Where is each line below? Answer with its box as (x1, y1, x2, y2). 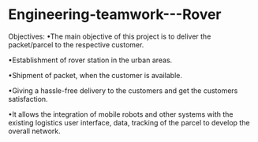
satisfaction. (8, 94, 49, 103)
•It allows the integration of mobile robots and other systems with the (8, 109, 234, 119)
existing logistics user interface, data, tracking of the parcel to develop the (8, 118, 250, 127)
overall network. (8, 126, 61, 136)
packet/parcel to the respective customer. (8, 39, 144, 49)
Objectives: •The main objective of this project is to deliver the (8, 32, 211, 41)
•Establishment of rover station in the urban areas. (8, 55, 173, 65)
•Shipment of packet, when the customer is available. (8, 70, 183, 80)
